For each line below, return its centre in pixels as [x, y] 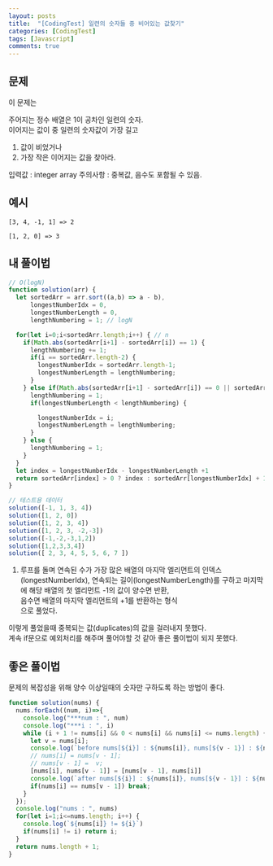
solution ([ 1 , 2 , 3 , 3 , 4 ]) [47, 546]
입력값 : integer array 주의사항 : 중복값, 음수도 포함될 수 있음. [105, 174]
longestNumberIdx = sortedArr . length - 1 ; [107, 365]
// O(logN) [27, 282]
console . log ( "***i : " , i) [69, 725]
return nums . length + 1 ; [58, 846]
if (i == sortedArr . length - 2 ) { [83, 358]
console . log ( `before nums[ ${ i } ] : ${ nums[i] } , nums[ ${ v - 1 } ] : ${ [147, 748]
